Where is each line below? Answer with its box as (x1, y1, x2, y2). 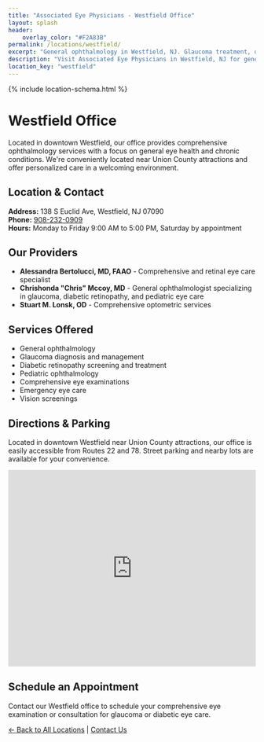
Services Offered (8, 323, 93, 336)
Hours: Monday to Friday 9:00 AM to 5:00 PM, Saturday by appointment (8, 223, 242, 233)
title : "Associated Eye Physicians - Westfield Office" (8, 11, 195, 20)
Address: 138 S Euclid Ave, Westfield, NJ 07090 (8, 206, 164, 216)
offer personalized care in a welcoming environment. (8, 163, 179, 172)
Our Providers (8, 245, 79, 259)
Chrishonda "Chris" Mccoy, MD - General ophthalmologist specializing (19, 284, 252, 293)
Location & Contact (8, 185, 104, 199)
